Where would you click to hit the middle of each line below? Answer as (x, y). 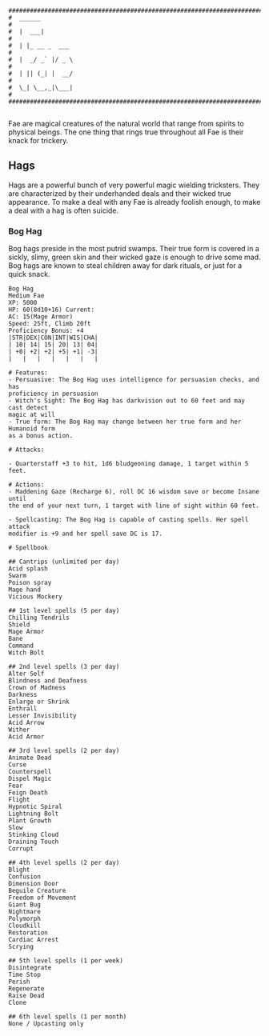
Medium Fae (26, 296)
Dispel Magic (30, 779)
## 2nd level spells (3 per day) (64, 667)
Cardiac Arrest (34, 940)
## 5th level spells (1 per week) (66, 961)
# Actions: (26, 485)
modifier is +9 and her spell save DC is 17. (85, 534)
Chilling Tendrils (39, 618)
